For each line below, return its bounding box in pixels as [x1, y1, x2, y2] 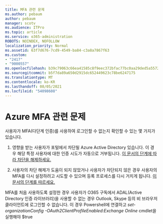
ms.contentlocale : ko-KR [5, 79, 55, 84]
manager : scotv [5, 20, 36, 26]
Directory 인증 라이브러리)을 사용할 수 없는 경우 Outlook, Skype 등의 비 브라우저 [5, 196, 158, 202]
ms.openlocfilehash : [5, 66, 47, 71]
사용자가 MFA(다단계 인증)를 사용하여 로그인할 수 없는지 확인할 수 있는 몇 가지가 [5, 128, 155, 134]
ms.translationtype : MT [5, 75, 53, 80]
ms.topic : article [5, 30, 42, 35]
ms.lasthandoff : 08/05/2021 [5, 84, 62, 89]
